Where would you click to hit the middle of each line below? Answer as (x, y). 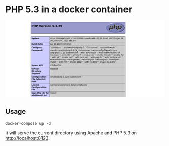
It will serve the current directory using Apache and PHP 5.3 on (71, 133)
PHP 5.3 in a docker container (69, 9)
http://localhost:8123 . (27, 138)
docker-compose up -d (28, 124)
